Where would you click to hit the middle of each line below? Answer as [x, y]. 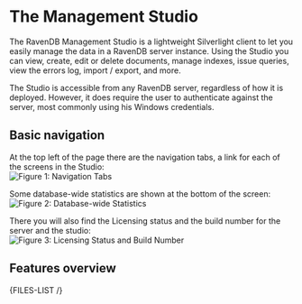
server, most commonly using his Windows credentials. [112, 106]
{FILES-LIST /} [36, 290]
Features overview [63, 268]
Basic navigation [57, 136]
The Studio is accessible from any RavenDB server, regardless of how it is [146, 88]
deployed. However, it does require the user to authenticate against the [141, 97]
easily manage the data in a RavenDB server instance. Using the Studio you [149, 51]
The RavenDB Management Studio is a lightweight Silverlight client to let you [151, 41]
